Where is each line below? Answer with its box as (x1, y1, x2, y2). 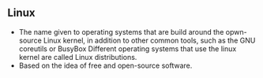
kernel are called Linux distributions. (18, 52, 137, 61)
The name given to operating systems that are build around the (18, 27, 224, 36)
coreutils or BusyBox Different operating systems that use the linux (18, 43, 237, 54)
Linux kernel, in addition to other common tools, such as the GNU (43, 35, 256, 45)
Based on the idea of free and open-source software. (18, 61, 193, 70)
